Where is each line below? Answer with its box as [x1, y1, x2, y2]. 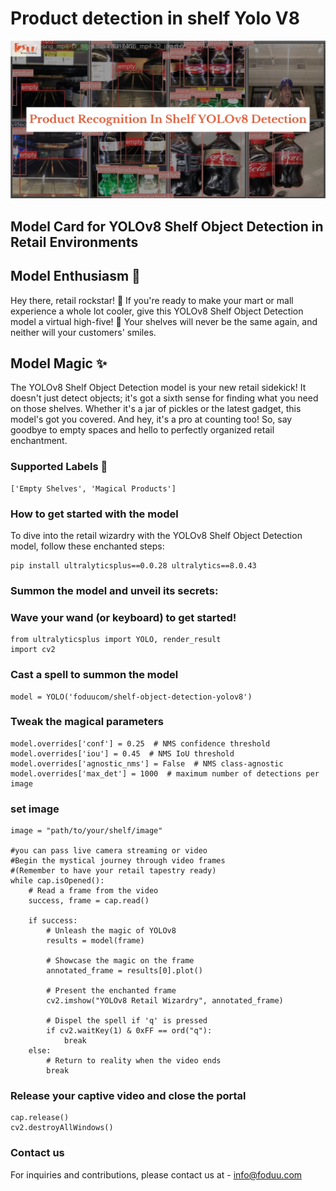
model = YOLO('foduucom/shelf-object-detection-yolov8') [10, 692, 253, 702]
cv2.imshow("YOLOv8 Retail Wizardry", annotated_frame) [46, 996, 284, 1006]
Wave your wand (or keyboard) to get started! [10, 610, 237, 624]
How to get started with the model [10, 507, 179, 521]
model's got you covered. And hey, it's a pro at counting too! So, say [10, 413, 293, 426]
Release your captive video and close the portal [10, 1089, 247, 1103]
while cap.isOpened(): [10, 876, 105, 886]
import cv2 [10, 645, 56, 655]
